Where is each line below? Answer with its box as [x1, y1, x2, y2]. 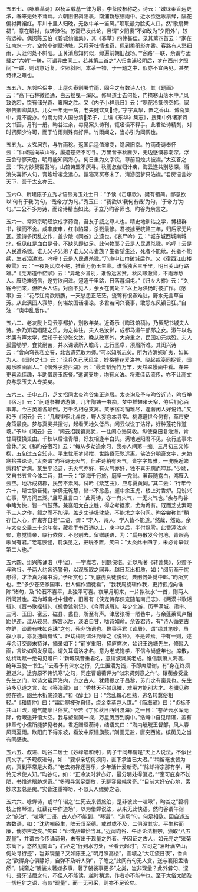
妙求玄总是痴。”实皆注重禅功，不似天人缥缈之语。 [6, 786, 125, 792]
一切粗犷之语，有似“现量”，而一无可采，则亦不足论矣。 [6, 880, 140, 886]
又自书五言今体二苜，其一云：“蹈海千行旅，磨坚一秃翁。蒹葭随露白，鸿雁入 [6, 472, 190, 479]
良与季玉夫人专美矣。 [6, 378, 58, 385]
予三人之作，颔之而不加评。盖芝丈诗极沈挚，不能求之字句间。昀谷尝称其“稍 [6, 509, 190, 516]
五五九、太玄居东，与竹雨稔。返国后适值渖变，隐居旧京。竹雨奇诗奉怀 [6, 141, 177, 148]
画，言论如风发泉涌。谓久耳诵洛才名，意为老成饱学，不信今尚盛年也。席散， [6, 647, 192, 654]
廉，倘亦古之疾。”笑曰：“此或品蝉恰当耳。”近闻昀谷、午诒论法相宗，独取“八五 [6, 828, 191, 835]
